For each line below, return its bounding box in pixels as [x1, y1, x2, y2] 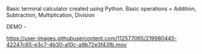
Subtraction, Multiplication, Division [6, 11, 95, 19]
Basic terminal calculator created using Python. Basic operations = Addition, [6, 5, 197, 12]
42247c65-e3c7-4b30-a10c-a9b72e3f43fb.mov [6, 41, 127, 48]
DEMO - [6, 23, 27, 30]
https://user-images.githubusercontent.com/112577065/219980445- [6, 35, 177, 41]
